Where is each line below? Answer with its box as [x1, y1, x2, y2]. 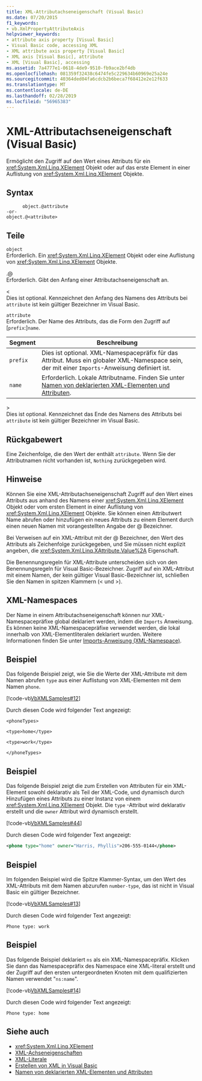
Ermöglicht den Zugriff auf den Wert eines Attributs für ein [6, 157, 151, 165]
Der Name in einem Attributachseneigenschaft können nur [6, 611, 150, 618]
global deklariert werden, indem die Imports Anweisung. [54, 618, 194, 625]
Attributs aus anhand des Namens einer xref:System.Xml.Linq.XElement [6, 496, 184, 504]
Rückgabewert [6, 434, 63, 445]
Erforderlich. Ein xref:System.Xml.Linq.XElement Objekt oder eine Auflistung [6, 252, 195, 259]
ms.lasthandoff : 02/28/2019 [6, 93, 77, 99]
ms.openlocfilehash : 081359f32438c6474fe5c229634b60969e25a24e [6, 71, 168, 77]
